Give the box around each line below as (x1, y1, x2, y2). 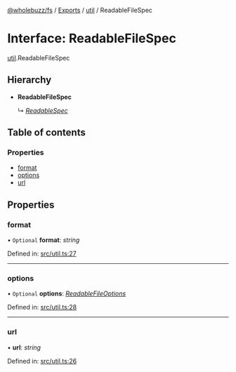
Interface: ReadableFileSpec (7, 31, 177, 46)
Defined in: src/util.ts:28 (7, 303, 77, 312)
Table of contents (7, 126, 86, 139)
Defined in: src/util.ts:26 (7, 357, 77, 365)
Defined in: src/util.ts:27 (7, 249, 77, 258)
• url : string (7, 343, 41, 352)
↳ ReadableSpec (17, 106, 68, 114)
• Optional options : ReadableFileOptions (7, 289, 126, 298)
